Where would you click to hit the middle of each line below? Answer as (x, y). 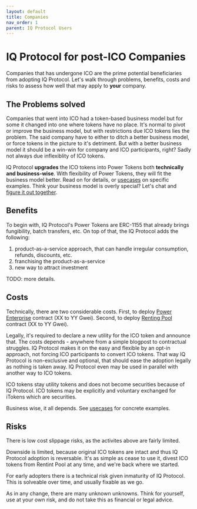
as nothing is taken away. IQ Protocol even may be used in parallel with (92, 366)
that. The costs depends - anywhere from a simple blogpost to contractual (96, 341)
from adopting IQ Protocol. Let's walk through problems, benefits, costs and (98, 79)
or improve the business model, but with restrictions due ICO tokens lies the (98, 131)
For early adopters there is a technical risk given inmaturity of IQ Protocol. (96, 476)
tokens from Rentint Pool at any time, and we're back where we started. (93, 464)
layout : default (26, 11)
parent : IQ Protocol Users (39, 28)
